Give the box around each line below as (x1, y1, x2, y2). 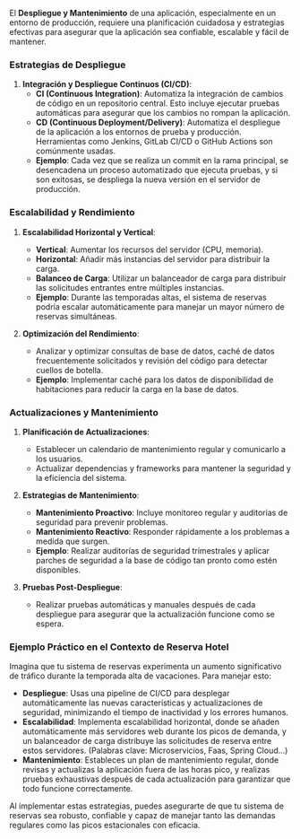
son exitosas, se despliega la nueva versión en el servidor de (35, 174, 261, 185)
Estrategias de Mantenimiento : (21, 489, 140, 501)
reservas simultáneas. (35, 310, 118, 321)
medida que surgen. (35, 536, 110, 546)
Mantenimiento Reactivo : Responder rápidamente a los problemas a (35, 526, 289, 537)
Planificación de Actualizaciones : (21, 426, 150, 437)
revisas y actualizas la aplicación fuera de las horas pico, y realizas (21, 765, 270, 775)
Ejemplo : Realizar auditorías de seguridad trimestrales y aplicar (35, 545, 270, 555)
